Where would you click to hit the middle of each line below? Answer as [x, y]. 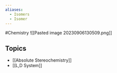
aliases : [14, 10]
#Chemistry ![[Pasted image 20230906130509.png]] [59, 33]
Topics [16, 48]
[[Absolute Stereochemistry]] [42, 60]
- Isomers [19, 14]
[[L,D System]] [27, 66]
